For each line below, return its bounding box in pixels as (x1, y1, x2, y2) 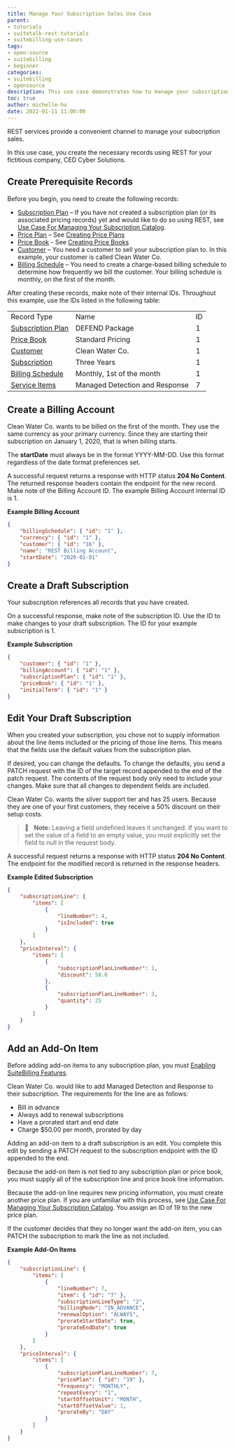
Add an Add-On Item (7, 1043, 99, 1054)
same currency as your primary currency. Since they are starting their (7, 430, 208, 438)
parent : (7, 17, 30, 24)
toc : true (7, 95, 36, 102)
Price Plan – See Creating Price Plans (17, 230, 125, 239)
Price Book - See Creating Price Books (17, 237, 129, 246)
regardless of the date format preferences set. (7, 458, 141, 466)
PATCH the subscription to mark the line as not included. (7, 1232, 170, 1240)
